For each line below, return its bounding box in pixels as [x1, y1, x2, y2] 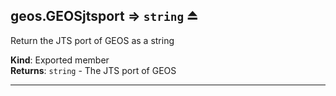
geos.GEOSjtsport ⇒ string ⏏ [10, 8, 199, 25]
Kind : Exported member [10, 54, 110, 66]
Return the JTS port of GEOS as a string [10, 34, 175, 46]
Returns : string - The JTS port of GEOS [10, 64, 177, 76]
